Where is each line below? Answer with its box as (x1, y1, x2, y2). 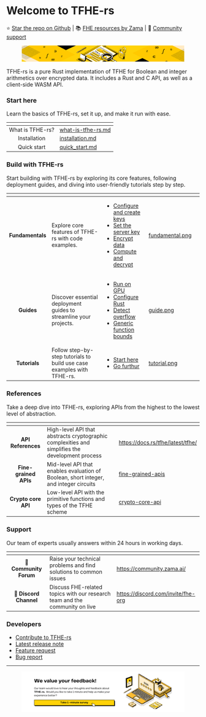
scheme (47, 508, 67, 516)
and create (113, 209, 141, 216)
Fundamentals (9, 231, 47, 239)
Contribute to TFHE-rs (15, 634, 72, 641)
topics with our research (49, 590, 111, 597)
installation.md (59, 134, 97, 142)
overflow (113, 312, 136, 320)
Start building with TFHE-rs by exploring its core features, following (6, 174, 177, 182)
